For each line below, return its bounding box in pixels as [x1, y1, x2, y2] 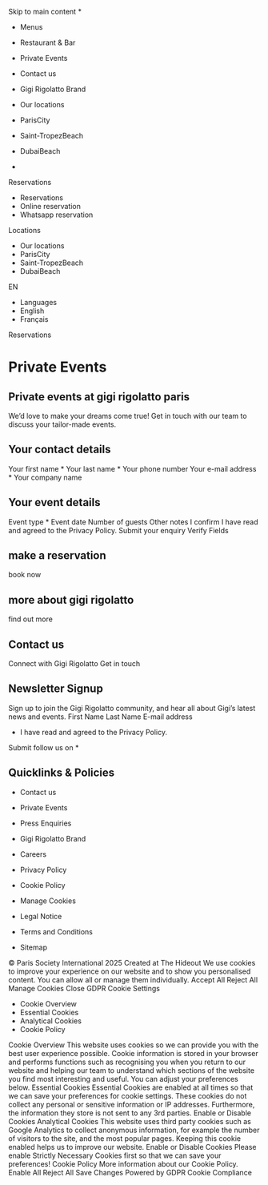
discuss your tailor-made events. [8, 420, 117, 429]
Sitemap [19, 942, 48, 952]
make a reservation [8, 548, 106, 563]
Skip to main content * [8, 7, 82, 16]
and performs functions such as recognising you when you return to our [8, 1057, 246, 1066]
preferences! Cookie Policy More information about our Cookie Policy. [8, 1159, 238, 1168]
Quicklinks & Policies [8, 766, 115, 780]
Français [19, 315, 49, 323]
